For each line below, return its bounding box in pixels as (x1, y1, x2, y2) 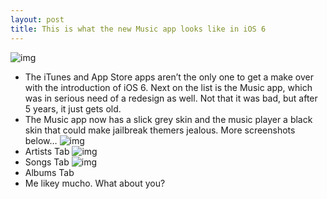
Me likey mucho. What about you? (24, 177, 166, 189)
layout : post (10, 14, 65, 25)
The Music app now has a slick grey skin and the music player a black (24, 113, 313, 125)
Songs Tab (24, 156, 70, 168)
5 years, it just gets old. (24, 102, 122, 115)
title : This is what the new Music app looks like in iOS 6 (10, 24, 267, 34)
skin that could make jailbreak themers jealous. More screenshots (24, 124, 296, 136)
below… (24, 134, 58, 146)
